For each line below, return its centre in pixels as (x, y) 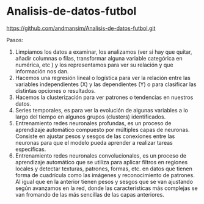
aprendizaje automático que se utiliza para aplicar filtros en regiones (101, 162)
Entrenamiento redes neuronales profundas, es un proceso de (93, 123)
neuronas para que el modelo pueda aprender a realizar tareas (94, 142)
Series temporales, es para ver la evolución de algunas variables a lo (101, 110)
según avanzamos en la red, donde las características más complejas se (106, 188)
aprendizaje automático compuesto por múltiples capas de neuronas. (102, 129)
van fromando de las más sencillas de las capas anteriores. (90, 194)
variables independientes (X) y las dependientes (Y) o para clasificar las (106, 84)
